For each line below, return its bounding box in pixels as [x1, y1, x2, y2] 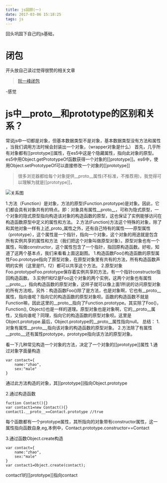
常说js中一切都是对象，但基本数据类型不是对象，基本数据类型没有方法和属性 [5, 138, 161, 144]
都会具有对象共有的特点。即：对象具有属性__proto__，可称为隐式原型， [9, 207, 155, 213]
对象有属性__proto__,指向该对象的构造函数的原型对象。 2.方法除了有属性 [5, 325, 153, 331]
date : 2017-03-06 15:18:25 [5, 12, 61, 17]
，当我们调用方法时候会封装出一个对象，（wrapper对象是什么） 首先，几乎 [5, 144, 157, 150]
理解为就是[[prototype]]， [22, 180, 75, 186]
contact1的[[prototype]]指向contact [5, 472, 78, 478]
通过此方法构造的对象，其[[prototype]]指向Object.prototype [5, 380, 128, 386]
